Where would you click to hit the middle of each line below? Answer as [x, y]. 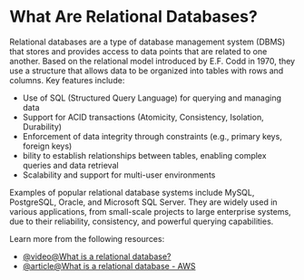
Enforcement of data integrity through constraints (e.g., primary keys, [152, 136]
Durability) [42, 126]
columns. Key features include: [67, 80]
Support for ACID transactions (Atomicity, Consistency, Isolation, [143, 117]
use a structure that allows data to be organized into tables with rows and [147, 71]
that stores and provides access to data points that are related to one [138, 51]
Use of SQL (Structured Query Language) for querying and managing [152, 98]
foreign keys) [47, 146]
